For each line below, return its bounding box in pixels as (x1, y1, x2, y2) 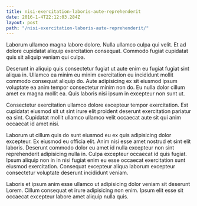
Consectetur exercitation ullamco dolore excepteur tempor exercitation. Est (6, 101, 189, 109)
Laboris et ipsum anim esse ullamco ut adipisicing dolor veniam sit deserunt (6, 181, 191, 188)
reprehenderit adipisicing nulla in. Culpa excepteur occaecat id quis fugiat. (6, 151, 188, 158)
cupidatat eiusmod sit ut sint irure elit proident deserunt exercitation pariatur (6, 108, 192, 115)
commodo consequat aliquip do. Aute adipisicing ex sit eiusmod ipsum (6, 78, 178, 85)
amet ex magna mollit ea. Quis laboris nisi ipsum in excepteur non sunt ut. (6, 90, 185, 97)
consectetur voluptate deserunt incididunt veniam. (6, 169, 129, 177)
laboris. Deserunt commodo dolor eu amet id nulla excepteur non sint (6, 144, 175, 151)
